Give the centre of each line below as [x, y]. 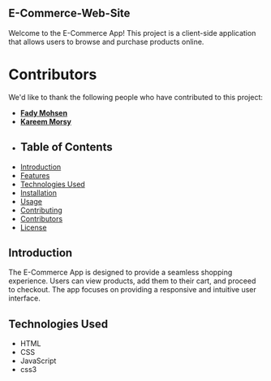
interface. [24, 298]
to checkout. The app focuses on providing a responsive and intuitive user [133, 290]
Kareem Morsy [45, 121]
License [33, 227]
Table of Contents [66, 147]
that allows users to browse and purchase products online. [106, 42]
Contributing [41, 210]
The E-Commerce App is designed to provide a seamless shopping [120, 273]
